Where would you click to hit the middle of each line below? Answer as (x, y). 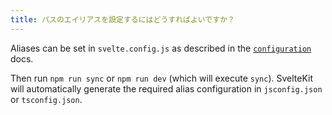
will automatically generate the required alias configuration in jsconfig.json (166, 88)
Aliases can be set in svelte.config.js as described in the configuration (161, 48)
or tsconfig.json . (46, 99)
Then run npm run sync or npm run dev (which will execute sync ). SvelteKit (162, 78)
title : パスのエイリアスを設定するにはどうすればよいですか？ (122, 19)
